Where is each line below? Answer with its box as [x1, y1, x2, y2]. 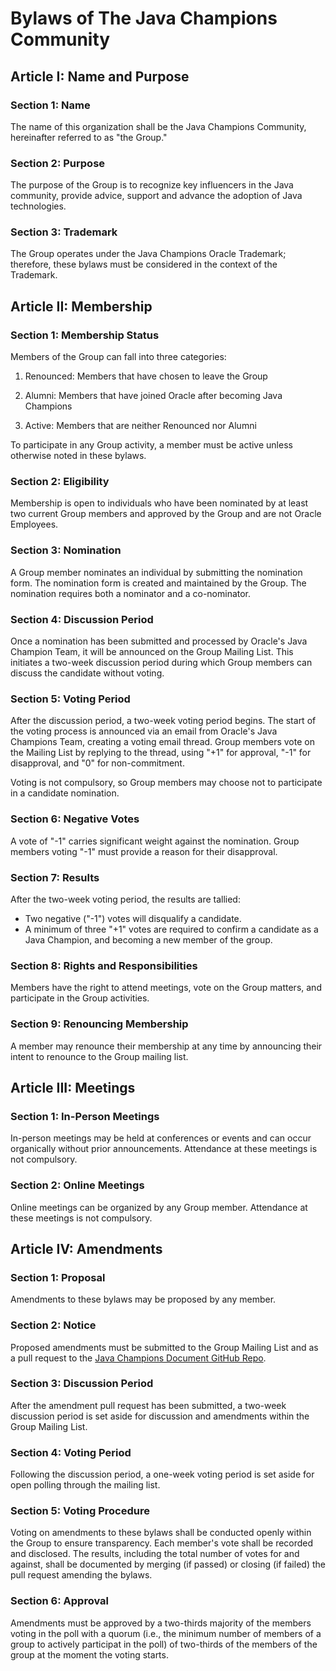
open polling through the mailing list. [10, 1479, 161, 1491]
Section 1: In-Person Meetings [10, 1109, 160, 1123]
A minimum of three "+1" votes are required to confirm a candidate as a [24, 923, 319, 935]
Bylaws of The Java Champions [10, 7, 278, 30]
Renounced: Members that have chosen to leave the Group [24, 370, 268, 382]
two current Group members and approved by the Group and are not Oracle [10, 508, 322, 520]
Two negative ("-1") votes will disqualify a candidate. [24, 912, 242, 924]
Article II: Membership [10, 298, 153, 315]
